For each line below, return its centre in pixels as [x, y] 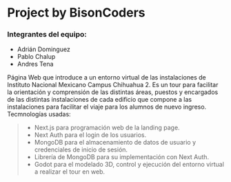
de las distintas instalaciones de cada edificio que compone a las [99, 100]
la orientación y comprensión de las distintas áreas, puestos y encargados [113, 92]
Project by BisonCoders [76, 13]
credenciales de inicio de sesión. [81, 149]
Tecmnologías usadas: [39, 114]
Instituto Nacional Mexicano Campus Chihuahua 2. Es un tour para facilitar [113, 85]
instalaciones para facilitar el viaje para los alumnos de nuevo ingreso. [107, 107]
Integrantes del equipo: [47, 35]
